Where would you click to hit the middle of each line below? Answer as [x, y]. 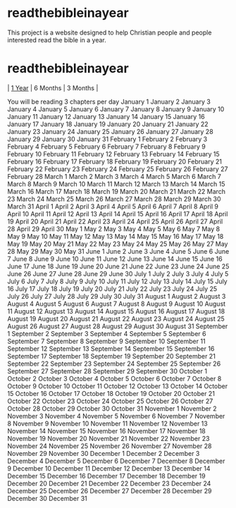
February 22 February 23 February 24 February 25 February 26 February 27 [118, 169]
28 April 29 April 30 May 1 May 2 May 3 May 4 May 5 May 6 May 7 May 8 [114, 229]
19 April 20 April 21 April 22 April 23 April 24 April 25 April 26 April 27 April [115, 221]
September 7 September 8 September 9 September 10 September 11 [106, 341]
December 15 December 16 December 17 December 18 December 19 [106, 476]
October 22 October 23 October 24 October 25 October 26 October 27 [110, 401]
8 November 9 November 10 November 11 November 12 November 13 [107, 423]
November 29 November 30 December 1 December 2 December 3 [104, 453]
